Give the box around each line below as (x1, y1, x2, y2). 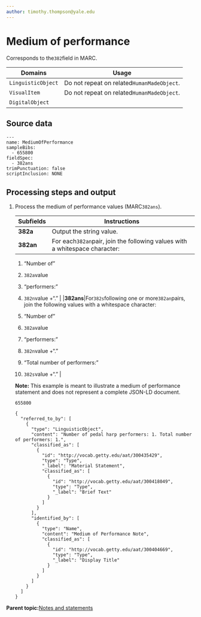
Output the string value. (51, 227, 118, 236)
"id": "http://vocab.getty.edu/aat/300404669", (53, 547, 173, 553)
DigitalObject (9, 99, 50, 105)
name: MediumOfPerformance (6, 139, 74, 145)
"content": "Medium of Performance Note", (41, 531, 150, 537)
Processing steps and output (6, 187, 116, 197)
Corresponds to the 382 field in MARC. (6, 54, 98, 62)
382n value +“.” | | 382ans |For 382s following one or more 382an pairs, (23, 294, 185, 302)
